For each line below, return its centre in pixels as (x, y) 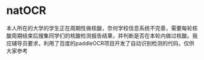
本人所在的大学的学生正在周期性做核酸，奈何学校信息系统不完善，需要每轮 (99, 28)
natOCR (26, 11)
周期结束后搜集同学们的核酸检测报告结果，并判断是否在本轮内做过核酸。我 (104, 35)
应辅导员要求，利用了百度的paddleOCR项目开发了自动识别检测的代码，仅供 (100, 43)
